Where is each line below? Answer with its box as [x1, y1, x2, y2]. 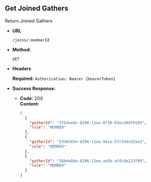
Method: [12, 46, 31, 53]
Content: [20, 100, 40, 107]
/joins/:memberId [12, 37, 50, 43]
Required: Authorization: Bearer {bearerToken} [12, 75, 116, 82]
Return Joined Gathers [5, 17, 53, 24]
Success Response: [12, 85, 56, 91]
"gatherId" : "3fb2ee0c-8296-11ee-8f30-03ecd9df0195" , [29, 120, 147, 125]
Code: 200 [20, 95, 43, 102]
